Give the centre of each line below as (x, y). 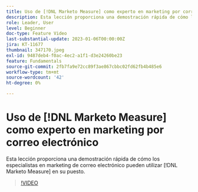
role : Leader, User (30, 22)
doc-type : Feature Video (37, 34)
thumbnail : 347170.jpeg (35, 50)
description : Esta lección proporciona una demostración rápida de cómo (97, 17)
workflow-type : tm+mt (33, 72)
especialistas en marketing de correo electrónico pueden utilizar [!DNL (92, 165)
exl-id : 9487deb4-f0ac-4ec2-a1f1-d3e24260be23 (64, 56)
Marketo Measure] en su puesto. (46, 171)
